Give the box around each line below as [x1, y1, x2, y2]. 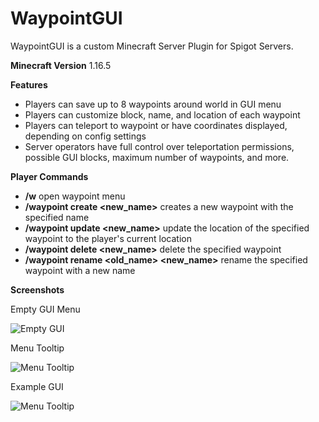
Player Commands [10, 170, 89, 182]
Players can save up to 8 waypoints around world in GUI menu [24, 98, 282, 110]
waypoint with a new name [24, 264, 136, 276]
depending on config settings [24, 130, 147, 142]
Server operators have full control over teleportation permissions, [24, 140, 295, 152]
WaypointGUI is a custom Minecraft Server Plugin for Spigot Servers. [10, 40, 294, 52]
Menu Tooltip [10, 342, 65, 354]
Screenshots [10, 283, 65, 296]
